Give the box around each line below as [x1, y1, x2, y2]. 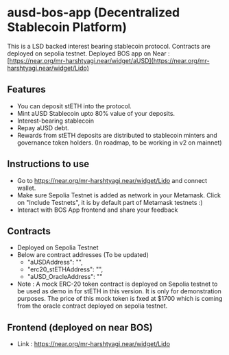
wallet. [16, 184, 36, 192]
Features [7, 84, 46, 95]
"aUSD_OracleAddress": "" [27, 273, 103, 281]
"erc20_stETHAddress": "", [27, 265, 104, 273]
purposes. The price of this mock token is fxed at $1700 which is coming [16, 295, 223, 303]
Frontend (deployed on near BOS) [7, 321, 153, 333]
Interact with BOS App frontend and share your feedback [16, 206, 178, 214]
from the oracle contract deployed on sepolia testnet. [16, 302, 168, 310]
